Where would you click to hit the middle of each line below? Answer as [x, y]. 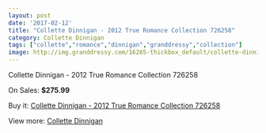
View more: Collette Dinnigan [56, 121]
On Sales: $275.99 [39, 90]
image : [19, 52]
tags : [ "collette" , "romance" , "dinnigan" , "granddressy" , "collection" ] [125, 45]
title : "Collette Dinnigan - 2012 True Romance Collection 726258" [122, 30]
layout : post [30, 15]
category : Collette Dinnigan [56, 38]
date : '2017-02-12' [40, 23]
